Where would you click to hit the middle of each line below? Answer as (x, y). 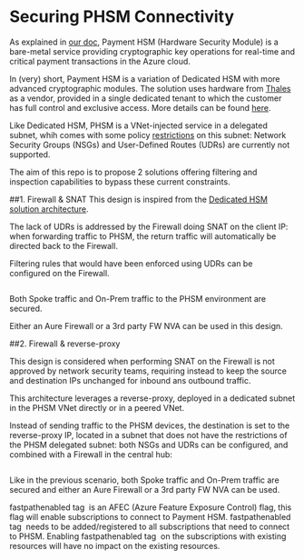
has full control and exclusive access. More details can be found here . (140, 107)
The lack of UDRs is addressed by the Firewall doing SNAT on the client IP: (149, 226)
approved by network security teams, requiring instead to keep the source (148, 371)
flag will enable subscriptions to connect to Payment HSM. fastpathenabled (150, 516)
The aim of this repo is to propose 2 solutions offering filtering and (133, 172)
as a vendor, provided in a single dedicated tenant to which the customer (146, 98)
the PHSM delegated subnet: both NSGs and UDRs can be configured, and (149, 445)
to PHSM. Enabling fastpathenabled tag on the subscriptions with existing (148, 536)
